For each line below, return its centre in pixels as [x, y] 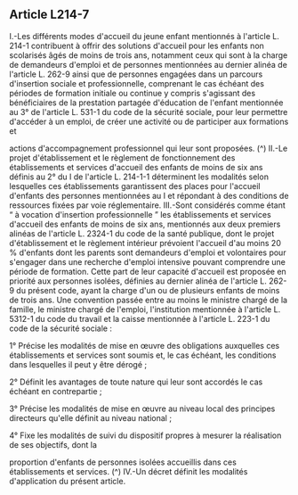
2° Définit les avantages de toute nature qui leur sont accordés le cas [136, 382]
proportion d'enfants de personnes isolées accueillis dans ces [123, 462]
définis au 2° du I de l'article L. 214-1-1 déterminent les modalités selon [139, 177]
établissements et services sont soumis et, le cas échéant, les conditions [143, 355]
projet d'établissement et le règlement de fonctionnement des [122, 157]
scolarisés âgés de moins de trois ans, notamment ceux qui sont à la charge [149, 55]
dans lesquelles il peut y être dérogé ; [78, 364]
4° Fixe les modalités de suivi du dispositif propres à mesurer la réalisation [145, 435]
